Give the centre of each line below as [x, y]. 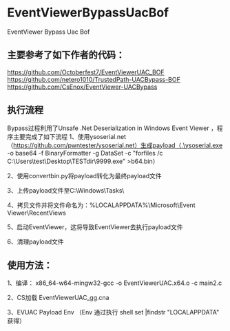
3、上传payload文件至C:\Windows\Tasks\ [66, 190]
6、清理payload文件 [35, 242]
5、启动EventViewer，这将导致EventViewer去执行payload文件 [95, 227]
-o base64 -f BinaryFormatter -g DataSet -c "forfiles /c [85, 153]
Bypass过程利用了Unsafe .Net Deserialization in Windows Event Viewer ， [112, 128]
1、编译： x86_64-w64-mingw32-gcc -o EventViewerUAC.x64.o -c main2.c [115, 283]
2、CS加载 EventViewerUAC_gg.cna [58, 298]
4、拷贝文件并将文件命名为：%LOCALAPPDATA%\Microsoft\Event [101, 205]
